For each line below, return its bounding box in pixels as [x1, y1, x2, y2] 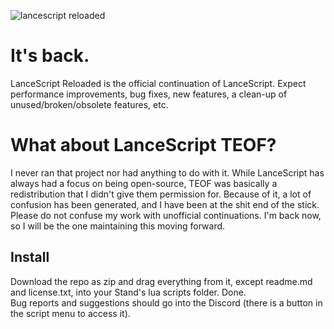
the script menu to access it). [10, 307, 131, 319]
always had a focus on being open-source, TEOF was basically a [10, 177, 278, 189]
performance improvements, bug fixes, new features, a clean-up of [10, 88, 288, 100]
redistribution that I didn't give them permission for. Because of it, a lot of [10, 188, 312, 200]
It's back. [10, 45, 90, 67]
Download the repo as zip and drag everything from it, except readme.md [10, 275, 313, 287]
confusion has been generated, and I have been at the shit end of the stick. [10, 198, 320, 210]
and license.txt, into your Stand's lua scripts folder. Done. [10, 286, 247, 298]
